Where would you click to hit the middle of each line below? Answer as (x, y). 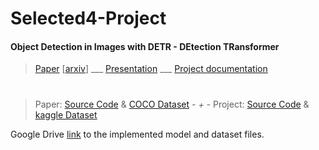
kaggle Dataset (66, 114)
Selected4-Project (88, 18)
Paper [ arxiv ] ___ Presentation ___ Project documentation (151, 69)
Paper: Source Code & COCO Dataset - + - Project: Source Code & (172, 104)
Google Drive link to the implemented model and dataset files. (137, 134)
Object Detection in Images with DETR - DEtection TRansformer (145, 46)
